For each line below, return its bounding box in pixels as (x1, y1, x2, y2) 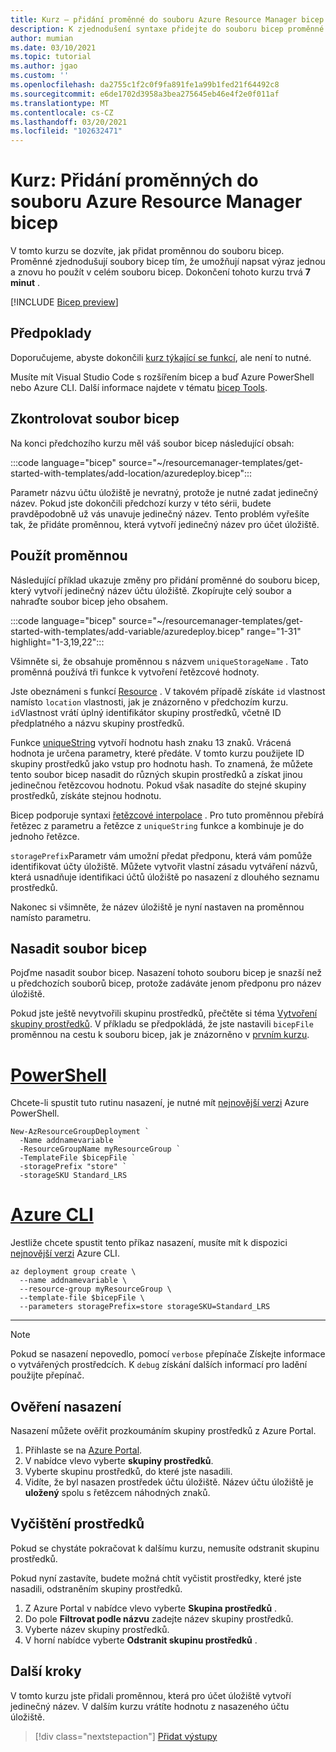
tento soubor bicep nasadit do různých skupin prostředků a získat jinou (10, 768, 303, 780)
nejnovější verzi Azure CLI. (10, 1247, 120, 1260)
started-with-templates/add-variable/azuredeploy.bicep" (10, 625, 245, 637)
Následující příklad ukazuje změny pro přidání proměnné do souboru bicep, (10, 574, 321, 586)
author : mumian (10, 33, 74, 43)
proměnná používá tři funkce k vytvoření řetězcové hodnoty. (10, 666, 260, 678)
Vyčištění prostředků (10, 1516, 145, 1533)
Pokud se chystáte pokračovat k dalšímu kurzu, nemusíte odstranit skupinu (10, 1542, 320, 1554)
